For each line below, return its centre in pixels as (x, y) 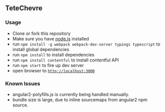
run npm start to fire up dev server (48, 65)
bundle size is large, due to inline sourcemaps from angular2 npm (80, 99)
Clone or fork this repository (41, 33)
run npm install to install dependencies (53, 54)
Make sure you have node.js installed (50, 38)
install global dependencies (41, 49)
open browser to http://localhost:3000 (53, 70)
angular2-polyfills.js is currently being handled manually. (71, 94)
